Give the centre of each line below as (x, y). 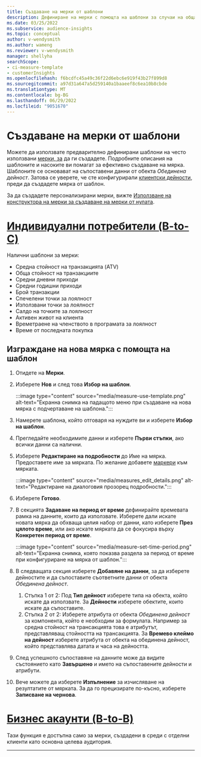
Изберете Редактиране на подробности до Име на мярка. (91, 456)
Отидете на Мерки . (40, 373)
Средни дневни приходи (47, 280)
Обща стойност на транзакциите (57, 273)
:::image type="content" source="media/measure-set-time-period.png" (103, 547)
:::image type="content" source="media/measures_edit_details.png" (99, 480)
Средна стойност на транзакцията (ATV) (67, 267)
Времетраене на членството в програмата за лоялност (86, 324)
